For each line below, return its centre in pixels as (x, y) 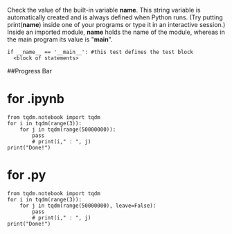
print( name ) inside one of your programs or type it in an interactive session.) (116, 25)
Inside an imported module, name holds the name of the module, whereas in (116, 32)
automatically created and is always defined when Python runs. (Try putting (115, 17)
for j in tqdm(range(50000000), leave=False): (88, 206)
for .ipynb (36, 99)
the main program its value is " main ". (60, 39)
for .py (27, 175)
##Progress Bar (29, 71)
